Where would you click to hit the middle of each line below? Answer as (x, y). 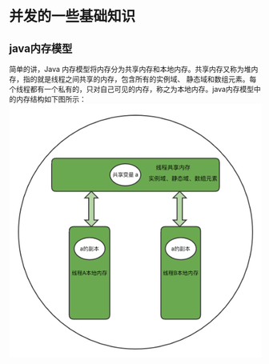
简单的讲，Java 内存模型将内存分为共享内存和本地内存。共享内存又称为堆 (130, 69)
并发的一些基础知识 (72, 16)
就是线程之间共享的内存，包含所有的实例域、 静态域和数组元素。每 (147, 79)
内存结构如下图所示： (51, 99)
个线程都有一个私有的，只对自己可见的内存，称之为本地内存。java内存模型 (132, 89)
